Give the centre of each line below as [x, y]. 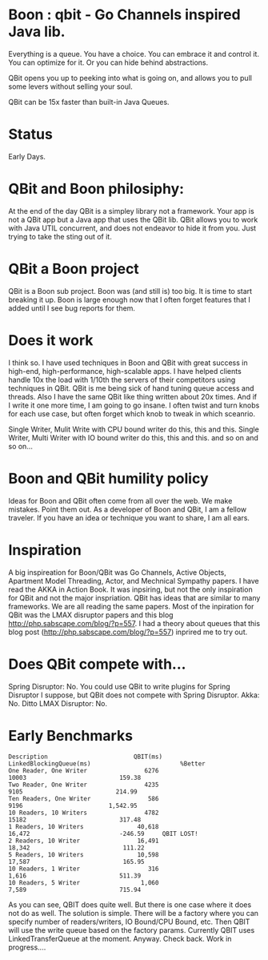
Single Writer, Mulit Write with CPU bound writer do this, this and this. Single [134, 429]
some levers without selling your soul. [71, 86]
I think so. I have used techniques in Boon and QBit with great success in [128, 363]
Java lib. [37, 32]
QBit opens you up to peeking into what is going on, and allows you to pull [130, 78]
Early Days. [27, 156]
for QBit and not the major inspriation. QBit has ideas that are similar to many [134, 597]
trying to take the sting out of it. [60, 236]
